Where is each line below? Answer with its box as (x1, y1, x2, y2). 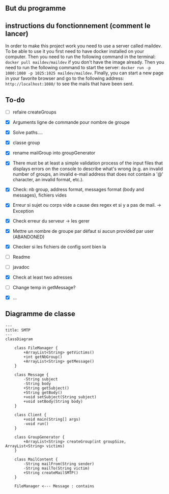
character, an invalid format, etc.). (12, 177, 84, 183)
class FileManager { (14, 345, 58, 350)
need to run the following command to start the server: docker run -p (5, 65, 151, 71)
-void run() (23, 421, 49, 426)
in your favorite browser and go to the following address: (5, 75, 125, 81)
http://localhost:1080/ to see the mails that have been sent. (5, 81, 134, 87)
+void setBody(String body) (23, 399, 83, 404)
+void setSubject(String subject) (23, 394, 97, 399)
